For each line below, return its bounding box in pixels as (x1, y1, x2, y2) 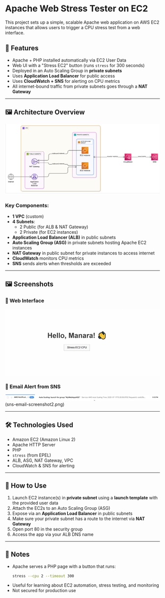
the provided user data (12, 500, 58, 506)
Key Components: (5, 202, 49, 209)
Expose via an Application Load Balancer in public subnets (12, 510, 133, 516)
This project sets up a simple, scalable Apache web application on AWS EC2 (5, 19, 160, 25)
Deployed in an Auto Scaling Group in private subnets (12, 68, 122, 73)
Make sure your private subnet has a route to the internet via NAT (12, 516, 145, 522)
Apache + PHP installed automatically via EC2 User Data (12, 57, 127, 63)
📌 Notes (5, 550, 30, 559)
